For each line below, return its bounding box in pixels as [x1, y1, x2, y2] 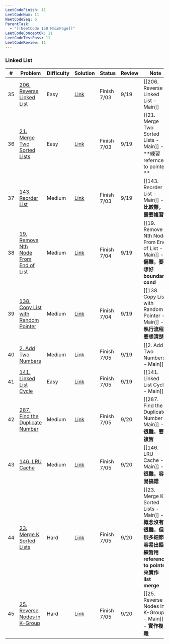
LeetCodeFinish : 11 [5, 7, 46, 13]
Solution [74, 70, 95, 77]
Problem [20, 70, 41, 77]
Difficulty [47, 70, 70, 77]
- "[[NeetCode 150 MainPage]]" [10, 26, 75, 31]
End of [19, 262, 35, 269]
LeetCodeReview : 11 [5, 40, 46, 45]
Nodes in [19, 613, 41, 620]
